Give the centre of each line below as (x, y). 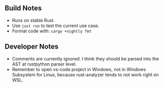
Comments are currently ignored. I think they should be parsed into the (86, 58)
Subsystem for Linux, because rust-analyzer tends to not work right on (85, 74)
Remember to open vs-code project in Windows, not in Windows (79, 69)
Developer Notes (32, 47)
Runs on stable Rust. (33, 20)
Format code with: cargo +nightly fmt (52, 31)
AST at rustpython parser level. (44, 64)
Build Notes (23, 8)
